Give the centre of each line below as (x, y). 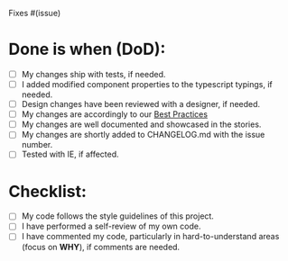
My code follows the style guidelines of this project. (117, 216)
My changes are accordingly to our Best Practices (115, 114)
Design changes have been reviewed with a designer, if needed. (141, 104)
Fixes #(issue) (35, 13)
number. (37, 145)
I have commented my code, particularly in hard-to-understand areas (150, 237)
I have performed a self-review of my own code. (111, 226)
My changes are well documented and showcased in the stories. (141, 124)
